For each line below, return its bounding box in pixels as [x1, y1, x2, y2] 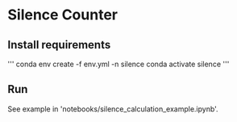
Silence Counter [7, 6, 118, 24]
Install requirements [7, 38, 111, 52]
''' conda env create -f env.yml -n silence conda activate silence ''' [7, 59, 230, 69]
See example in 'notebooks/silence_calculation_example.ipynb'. [7, 103, 218, 114]
